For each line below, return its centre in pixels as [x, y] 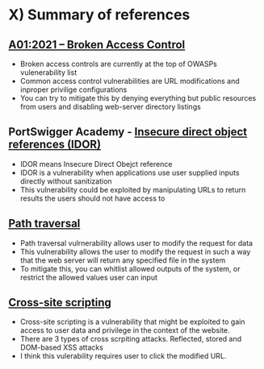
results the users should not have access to [92, 198]
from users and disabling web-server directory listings [111, 107]
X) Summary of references [99, 15]
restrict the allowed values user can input [89, 277]
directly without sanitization [66, 181]
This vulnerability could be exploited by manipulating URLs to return [133, 189]
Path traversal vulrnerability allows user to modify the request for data [136, 243]
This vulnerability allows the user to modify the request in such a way [135, 251]
